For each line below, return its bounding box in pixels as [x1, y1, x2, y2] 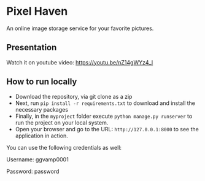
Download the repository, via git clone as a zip [15, 93, 133, 100]
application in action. [15, 132, 69, 139]
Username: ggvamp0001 [6, 155, 69, 163]
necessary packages [15, 106, 69, 113]
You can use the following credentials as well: [6, 144, 122, 151]
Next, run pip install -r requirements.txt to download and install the [15, 99, 195, 107]
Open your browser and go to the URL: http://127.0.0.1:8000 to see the [15, 125, 199, 133]
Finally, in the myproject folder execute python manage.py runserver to [15, 112, 193, 120]
